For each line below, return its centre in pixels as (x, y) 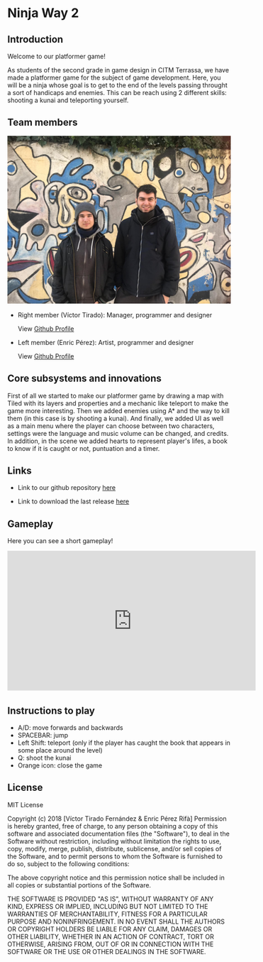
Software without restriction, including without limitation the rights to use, (114, 841)
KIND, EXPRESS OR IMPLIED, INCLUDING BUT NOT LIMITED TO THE (108, 906)
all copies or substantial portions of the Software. (79, 885)
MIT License (26, 804)
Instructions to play (51, 710)
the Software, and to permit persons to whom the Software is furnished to (115, 856)
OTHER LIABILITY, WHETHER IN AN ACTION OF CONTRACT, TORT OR (111, 936)
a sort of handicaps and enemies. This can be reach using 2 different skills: (117, 93)
